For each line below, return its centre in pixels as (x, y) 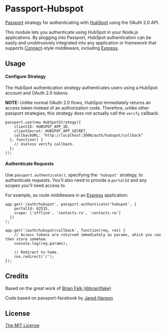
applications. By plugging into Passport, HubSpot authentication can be (78, 37)
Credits (17, 276)
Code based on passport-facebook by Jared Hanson (59, 298)
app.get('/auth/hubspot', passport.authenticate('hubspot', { (71, 204)
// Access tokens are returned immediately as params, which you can (88, 235)
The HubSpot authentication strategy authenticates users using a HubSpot (82, 87)
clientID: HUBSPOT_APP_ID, (42, 127)
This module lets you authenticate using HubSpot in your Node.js (72, 32)
